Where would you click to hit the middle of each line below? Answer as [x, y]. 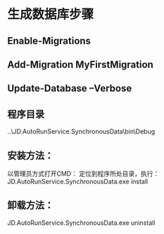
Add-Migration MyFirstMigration [80, 64]
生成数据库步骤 [51, 14]
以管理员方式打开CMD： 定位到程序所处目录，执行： [83, 174]
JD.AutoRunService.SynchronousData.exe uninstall [81, 223]
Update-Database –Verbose [70, 89]
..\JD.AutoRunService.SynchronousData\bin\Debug [81, 131]
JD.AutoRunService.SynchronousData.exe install [78, 181]
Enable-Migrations [49, 40]
